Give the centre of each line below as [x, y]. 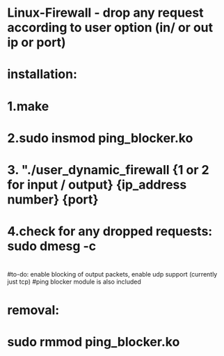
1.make [28, 106]
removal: [33, 310]
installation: [42, 74]
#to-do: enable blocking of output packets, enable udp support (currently [112, 274]
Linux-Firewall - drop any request [105, 13]
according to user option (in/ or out [110, 28]
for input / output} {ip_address [97, 184]
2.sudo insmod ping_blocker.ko [100, 138]
